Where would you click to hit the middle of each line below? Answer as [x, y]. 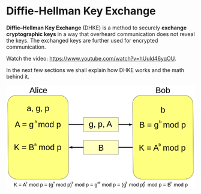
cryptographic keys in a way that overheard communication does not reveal [100, 34]
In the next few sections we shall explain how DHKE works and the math [95, 70]
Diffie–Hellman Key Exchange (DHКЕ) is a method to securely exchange [97, 28]
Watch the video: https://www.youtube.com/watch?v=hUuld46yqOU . [91, 58]
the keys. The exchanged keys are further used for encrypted [82, 40]
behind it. [18, 76]
